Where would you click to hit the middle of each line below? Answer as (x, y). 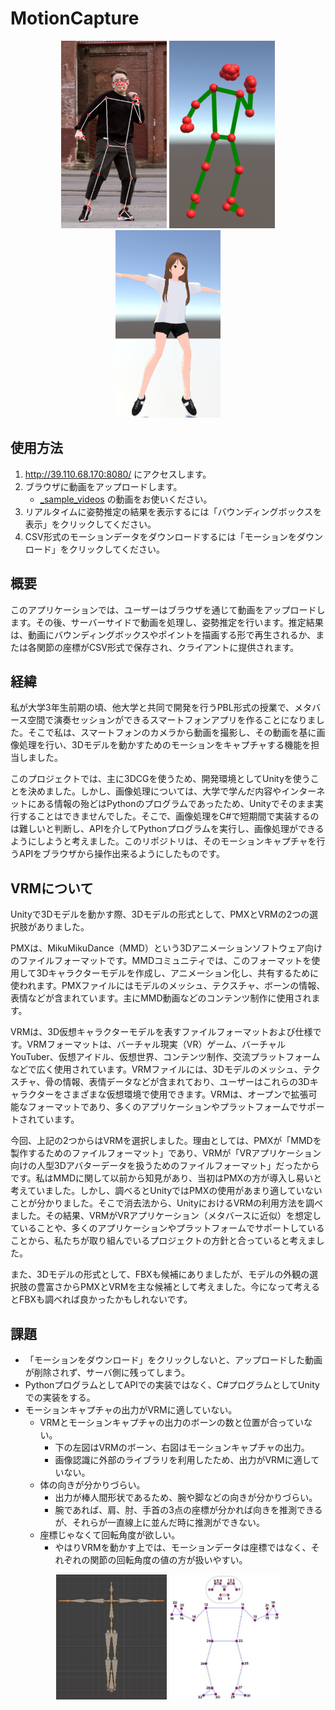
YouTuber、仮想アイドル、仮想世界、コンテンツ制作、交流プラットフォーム (165, 1057)
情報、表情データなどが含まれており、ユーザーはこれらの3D (186, 1082)
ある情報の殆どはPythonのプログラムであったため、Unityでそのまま (175, 804)
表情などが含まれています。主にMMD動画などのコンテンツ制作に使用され (161, 998)
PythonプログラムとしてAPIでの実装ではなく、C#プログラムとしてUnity (172, 1385)
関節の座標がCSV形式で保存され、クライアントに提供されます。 (168, 647)
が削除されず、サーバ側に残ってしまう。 (107, 1372)
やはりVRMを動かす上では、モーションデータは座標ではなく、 (183, 1547)
